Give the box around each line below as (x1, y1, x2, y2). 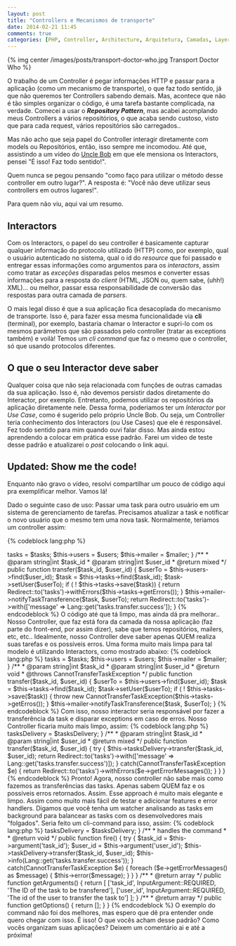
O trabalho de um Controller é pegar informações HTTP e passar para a (7, 77, 215, 85)
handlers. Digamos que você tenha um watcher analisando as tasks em (7, 803, 214, 812)
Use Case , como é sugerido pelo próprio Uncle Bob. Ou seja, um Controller (7, 410, 225, 419)
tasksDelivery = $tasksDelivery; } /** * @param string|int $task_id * (7, 729, 203, 737)
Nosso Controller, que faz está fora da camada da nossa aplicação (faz (7, 617, 213, 626)
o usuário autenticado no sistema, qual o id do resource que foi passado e (7, 254, 222, 262)
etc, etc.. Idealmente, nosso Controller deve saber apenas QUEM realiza (7, 632, 216, 640)
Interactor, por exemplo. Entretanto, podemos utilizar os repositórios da (7, 395, 214, 404)
